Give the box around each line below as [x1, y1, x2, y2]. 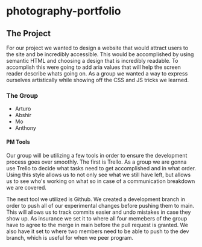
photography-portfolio [6, 4, 122, 18]
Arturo [14, 105, 31, 112]
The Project [6, 28, 51, 39]
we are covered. [6, 184, 46, 191]
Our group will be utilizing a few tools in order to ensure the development [6, 152, 188, 159]
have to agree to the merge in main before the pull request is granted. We [6, 221, 189, 228]
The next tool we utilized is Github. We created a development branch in [6, 195, 186, 203]
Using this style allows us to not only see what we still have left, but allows [6, 171, 191, 178]
